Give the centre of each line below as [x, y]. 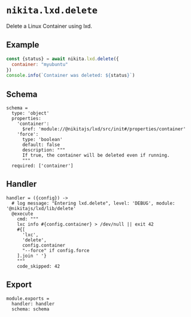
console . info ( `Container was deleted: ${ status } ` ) [71, 76]
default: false [41, 145]
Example [23, 45]
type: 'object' [31, 113]
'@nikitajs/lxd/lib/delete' [41, 208]
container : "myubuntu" [40, 64]
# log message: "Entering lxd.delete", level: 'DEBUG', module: [93, 203]
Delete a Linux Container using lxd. [49, 26]
